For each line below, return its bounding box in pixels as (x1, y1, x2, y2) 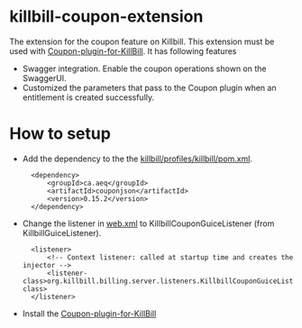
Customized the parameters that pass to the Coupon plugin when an (22, 82, 277, 93)
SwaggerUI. (22, 72, 67, 83)
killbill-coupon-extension (9, 6, 204, 27)
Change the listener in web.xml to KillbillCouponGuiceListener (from (22, 218, 275, 229)
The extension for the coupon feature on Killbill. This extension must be (9, 36, 275, 47)
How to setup (9, 123, 111, 144)
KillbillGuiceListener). (22, 227, 102, 238)
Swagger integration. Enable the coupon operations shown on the (22, 63, 267, 74)
